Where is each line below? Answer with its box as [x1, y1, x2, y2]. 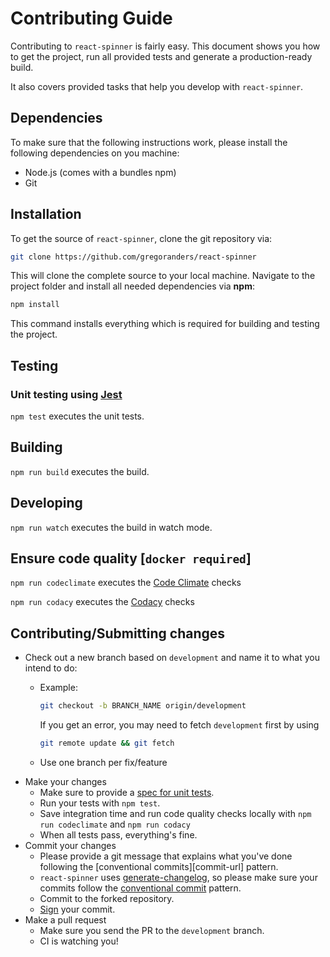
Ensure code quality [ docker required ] [10, 550, 252, 567]
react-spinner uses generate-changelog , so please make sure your [39, 872, 318, 883]
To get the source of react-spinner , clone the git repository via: [10, 232, 273, 244]
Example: [39, 682, 78, 694]
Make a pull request [24, 914, 107, 926]
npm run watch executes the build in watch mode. [10, 521, 213, 533]
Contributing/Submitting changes [10, 625, 226, 642]
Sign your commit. [39, 903, 116, 915]
